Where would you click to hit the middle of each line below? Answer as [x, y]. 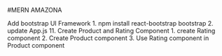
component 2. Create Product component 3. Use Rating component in [108, 38]
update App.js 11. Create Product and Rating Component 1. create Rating [111, 31]
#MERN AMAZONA [35, 10]
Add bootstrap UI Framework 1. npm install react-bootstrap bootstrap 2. [110, 23]
